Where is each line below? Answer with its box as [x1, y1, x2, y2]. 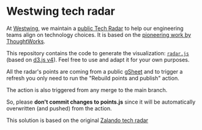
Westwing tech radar [6, 4, 115, 18]
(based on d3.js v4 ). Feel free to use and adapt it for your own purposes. [6, 56, 190, 63]
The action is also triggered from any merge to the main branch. [6, 86, 168, 93]
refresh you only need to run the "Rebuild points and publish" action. [6, 74, 179, 82]
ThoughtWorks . [6, 37, 46, 45]
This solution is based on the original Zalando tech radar [6, 117, 149, 124]
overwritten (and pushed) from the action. [6, 104, 112, 112]
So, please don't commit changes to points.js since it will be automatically [6, 98, 196, 105]
